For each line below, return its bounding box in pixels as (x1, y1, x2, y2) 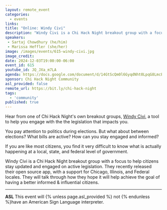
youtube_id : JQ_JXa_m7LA (5, 68, 57, 73)
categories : (5, 12, 30, 17)
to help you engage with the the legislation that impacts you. (5, 119, 129, 125)
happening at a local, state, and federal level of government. (5, 149, 128, 155)
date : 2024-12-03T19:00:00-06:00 (5, 58, 75, 63)
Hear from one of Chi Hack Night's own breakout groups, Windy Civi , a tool (5, 113, 160, 119)
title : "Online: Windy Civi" (5, 26, 66, 31)
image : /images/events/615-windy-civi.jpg (5, 49, 94, 54)
